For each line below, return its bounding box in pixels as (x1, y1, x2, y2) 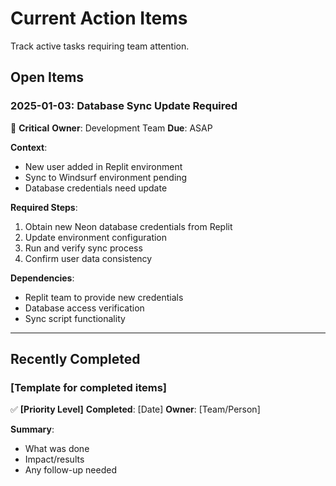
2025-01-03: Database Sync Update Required (10, 99, 238, 113)
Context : (10, 141, 48, 153)
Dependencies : (10, 272, 75, 284)
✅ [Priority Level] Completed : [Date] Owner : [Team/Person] (10, 403, 261, 416)
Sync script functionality (24, 312, 126, 324)
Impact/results (24, 453, 85, 466)
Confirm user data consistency (24, 252, 153, 264)
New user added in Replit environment (24, 160, 183, 172)
